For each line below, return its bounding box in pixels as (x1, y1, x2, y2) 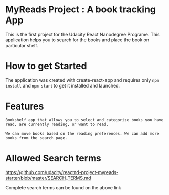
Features (5, 101, 44, 112)
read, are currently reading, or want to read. (5, 122, 109, 127)
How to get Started (5, 60, 87, 72)
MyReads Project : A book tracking (5, 4, 156, 15)
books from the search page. (5, 135, 68, 140)
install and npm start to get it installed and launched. (5, 82, 120, 89)
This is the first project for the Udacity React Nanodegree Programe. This (5, 31, 160, 37)
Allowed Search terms (5, 153, 101, 164)
